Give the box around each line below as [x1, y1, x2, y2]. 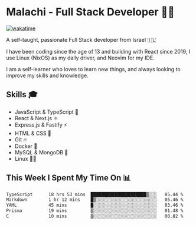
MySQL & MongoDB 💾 [14, 148, 68, 155]
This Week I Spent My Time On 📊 [6, 173, 131, 183]
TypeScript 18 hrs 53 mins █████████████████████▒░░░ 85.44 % [6, 191, 184, 197]
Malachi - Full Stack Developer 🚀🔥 [6, 5, 175, 19]
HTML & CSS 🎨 [14, 130, 52, 137]
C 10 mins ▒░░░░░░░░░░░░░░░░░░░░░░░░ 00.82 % [6, 213, 184, 220]
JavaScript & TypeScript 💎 [14, 108, 79, 115]
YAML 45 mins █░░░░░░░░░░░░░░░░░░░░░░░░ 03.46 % [6, 203, 184, 209]
